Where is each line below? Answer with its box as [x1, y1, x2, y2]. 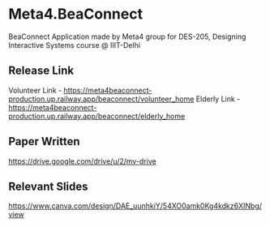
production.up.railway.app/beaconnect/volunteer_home [8, 94, 195, 104]
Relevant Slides [8, 179, 88, 193]
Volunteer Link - [8, 85, 62, 95]
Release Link [8, 64, 75, 78]
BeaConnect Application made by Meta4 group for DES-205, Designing [8, 32, 246, 41]
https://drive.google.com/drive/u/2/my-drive [8, 156, 156, 166]
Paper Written [8, 135, 80, 148]
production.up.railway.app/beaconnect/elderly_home [8, 111, 186, 121]
